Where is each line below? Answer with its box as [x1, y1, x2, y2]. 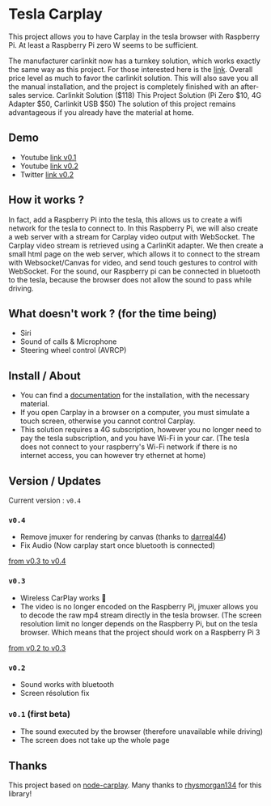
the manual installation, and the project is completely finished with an [8, 82, 239, 91]
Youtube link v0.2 [19, 161, 79, 171]
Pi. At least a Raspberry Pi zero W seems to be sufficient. [8, 40, 198, 49]
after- [239, 82, 260, 91]
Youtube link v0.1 [19, 152, 77, 162]
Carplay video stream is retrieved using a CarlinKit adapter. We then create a [8, 240, 264, 250]
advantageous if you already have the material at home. [8, 107, 194, 117]
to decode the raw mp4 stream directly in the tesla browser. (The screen [19, 610, 262, 620]
